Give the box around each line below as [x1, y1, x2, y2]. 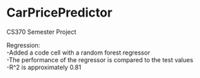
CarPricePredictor [6, 5, 113, 21]
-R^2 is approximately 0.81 [6, 63, 81, 71]
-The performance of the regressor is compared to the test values [6, 55, 194, 64]
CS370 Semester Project [6, 28, 77, 36]
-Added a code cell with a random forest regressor [6, 48, 150, 57]
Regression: [6, 41, 41, 49]
